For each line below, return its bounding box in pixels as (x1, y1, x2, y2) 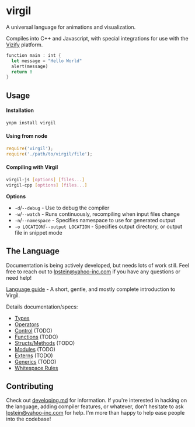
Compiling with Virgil (6, 164, 58, 171)
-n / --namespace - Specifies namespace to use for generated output (14, 216, 176, 223)
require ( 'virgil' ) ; (6, 145, 54, 151)
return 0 (11, 69, 33, 74)
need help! (6, 274, 32, 281)
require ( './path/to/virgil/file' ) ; (6, 151, 93, 157)
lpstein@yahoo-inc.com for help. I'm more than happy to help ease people (6, 409, 185, 416)
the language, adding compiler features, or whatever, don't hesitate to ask (6, 403, 184, 410)
